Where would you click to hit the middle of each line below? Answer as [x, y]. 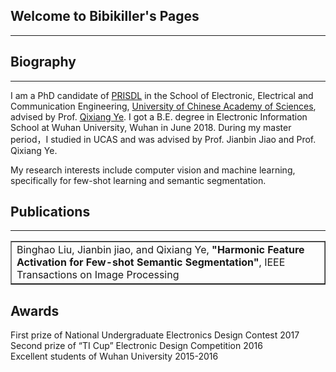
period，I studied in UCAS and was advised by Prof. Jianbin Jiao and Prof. [163, 139]
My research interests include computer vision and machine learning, [153, 170]
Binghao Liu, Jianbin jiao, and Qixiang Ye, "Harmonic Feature [160, 250]
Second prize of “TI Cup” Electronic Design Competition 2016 [136, 346]
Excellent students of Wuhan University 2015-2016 [114, 356]
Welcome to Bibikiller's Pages [105, 16]
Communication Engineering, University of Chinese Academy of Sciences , [163, 106]
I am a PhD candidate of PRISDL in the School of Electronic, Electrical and [162, 95]
